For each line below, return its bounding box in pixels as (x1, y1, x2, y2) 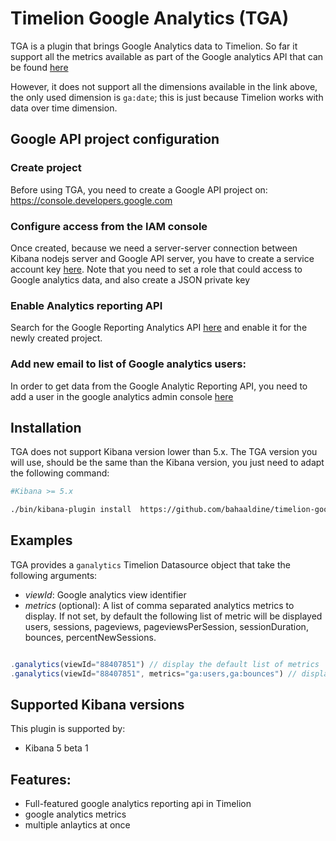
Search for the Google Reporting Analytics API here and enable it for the (10, 322, 308, 334)
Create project (10, 161, 82, 175)
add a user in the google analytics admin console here (10, 390, 234, 402)
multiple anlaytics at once (24, 819, 131, 831)
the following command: (10, 467, 110, 479)
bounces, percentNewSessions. (24, 631, 157, 643)
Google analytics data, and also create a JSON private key (10, 273, 251, 286)
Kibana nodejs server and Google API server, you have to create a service (10, 252, 315, 264)
